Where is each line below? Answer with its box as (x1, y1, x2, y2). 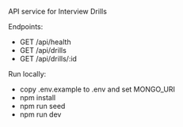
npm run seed (19, 102, 66, 110)
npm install (19, 93, 56, 102)
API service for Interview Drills (8, 7, 107, 16)
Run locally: (8, 69, 47, 78)
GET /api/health (19, 37, 71, 47)
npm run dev (19, 110, 62, 119)
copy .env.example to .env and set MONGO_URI (19, 84, 176, 94)
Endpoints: (8, 22, 44, 31)
